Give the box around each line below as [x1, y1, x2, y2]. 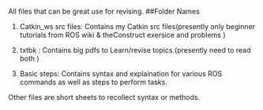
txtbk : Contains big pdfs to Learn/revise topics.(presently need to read [19, 46, 251, 54]
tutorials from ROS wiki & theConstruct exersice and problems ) [19, 31, 227, 39]
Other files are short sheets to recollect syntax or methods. [8, 93, 200, 101]
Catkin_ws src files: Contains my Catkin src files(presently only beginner [19, 22, 256, 31]
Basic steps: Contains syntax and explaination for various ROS [19, 69, 223, 78]
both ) [19, 54, 39, 63]
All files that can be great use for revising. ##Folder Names [8, 7, 200, 16]
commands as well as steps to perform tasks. [19, 78, 167, 86]
